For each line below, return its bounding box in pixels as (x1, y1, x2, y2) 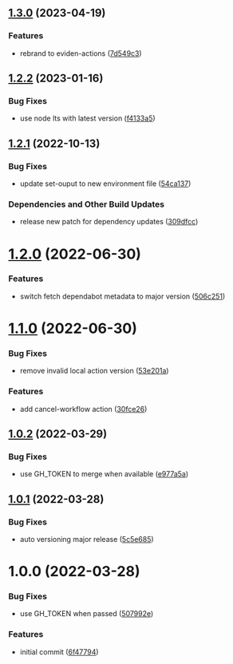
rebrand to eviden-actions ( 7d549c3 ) (19, 48, 142, 58)
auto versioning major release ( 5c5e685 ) (19, 535, 154, 543)
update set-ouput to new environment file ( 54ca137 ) (19, 179, 192, 188)
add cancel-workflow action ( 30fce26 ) (19, 404, 148, 413)
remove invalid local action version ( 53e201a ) (19, 366, 169, 376)
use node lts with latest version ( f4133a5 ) (19, 113, 156, 123)
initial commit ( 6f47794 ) (19, 646, 99, 657)
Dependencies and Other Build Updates (8, 199, 165, 210)
